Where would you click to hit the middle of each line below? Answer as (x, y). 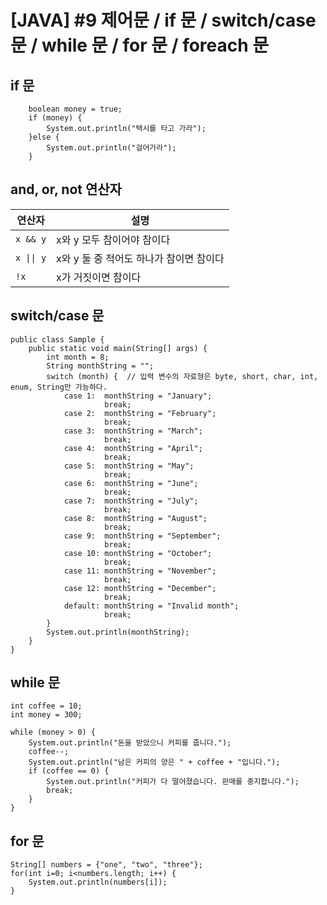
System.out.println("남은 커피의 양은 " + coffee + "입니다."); (154, 762)
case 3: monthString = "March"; (133, 431)
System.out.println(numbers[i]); (98, 882)
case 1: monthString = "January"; (138, 396)
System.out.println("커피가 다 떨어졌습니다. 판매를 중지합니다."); (173, 782)
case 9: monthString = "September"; (142, 536)
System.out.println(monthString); (118, 632)
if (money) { (55, 118)
